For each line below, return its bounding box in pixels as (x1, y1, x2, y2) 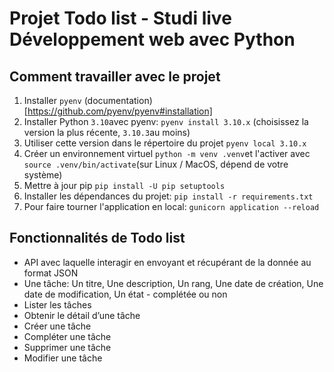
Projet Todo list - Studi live (9, 7, 232, 30)
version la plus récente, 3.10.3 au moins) (23, 127, 191, 138)
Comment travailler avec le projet (9, 68, 221, 85)
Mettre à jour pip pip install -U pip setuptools (23, 180, 226, 191)
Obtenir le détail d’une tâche (23, 309, 141, 321)
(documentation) (83, 95, 153, 106)
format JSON (23, 267, 79, 279)
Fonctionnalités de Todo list (9, 230, 186, 247)
